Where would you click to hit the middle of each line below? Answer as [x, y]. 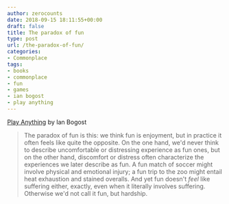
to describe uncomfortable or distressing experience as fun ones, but [122, 150]
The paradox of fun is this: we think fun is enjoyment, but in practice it [123, 135]
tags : [15, 64]
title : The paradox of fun [46, 33]
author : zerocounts [35, 13]
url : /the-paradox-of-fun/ [46, 45]
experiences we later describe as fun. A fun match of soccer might [118, 164]
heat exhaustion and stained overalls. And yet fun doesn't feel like [117, 179]
